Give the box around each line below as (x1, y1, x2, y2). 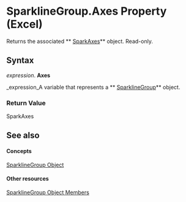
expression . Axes (6, 72, 51, 79)
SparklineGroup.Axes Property (6, 4, 167, 18)
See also (6, 130, 40, 141)
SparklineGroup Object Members (6, 189, 90, 196)
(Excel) (6, 17, 43, 31)
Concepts (6, 148, 32, 155)
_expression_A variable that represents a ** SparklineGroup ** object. (6, 83, 180, 91)
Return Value (6, 99, 46, 107)
